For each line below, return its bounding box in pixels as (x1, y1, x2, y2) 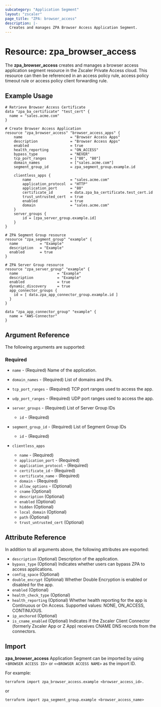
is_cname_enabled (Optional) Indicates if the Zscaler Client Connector (12, 618, 150, 624)
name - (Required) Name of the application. (12, 367, 97, 373)
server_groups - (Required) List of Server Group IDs (12, 405, 115, 410)
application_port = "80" (22, 186, 83, 190)
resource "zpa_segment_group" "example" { (5, 237, 92, 242)
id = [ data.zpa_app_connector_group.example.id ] (14, 292, 118, 297)
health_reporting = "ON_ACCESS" (14, 147, 98, 152)
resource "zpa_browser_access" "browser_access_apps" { (5, 130, 120, 135)
